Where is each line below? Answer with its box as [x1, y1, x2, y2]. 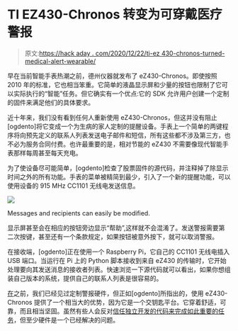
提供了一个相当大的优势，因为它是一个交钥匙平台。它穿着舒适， [33, 298, 220, 306]
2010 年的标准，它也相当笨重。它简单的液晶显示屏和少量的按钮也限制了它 [7, 80, 222, 89]
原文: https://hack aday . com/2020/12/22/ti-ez [24, 49, 160, 57]
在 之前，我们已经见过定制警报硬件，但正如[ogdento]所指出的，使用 [7, 288, 204, 298]
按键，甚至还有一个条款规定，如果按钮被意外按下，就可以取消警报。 [19, 232, 218, 241]
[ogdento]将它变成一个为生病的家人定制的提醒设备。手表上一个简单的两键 [7, 122, 223, 130]
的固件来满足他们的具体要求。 [7, 98, 94, 106]
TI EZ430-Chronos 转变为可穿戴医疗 [7, 6, 222, 23]
